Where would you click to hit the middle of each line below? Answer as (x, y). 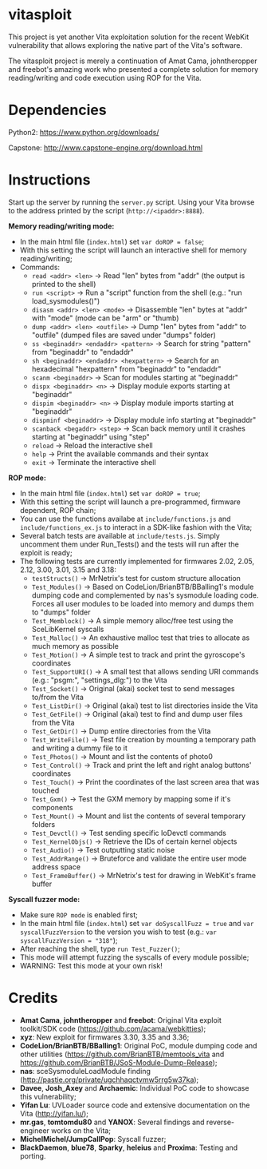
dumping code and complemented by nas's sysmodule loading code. (145, 595)
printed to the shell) (64, 284)
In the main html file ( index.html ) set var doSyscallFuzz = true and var (137, 923)
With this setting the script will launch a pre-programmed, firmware (130, 502)
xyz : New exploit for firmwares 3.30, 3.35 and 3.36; (104, 1037)
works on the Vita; (81, 1130)
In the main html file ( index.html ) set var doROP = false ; (112, 241)
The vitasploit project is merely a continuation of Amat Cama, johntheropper (133, 61)
